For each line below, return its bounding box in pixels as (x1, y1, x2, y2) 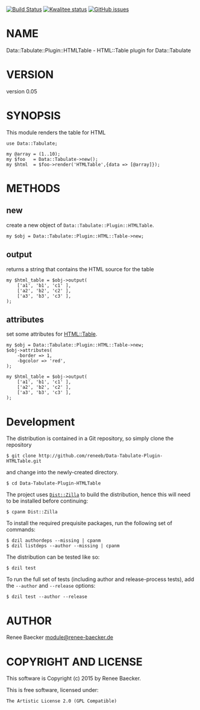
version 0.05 (6, 87, 37, 95)
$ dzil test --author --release (6, 594, 87, 600)
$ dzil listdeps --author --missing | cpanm (6, 543, 120, 549)
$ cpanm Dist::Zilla (6, 509, 58, 515)
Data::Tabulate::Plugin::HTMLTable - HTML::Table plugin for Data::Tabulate (6, 46, 192, 54)
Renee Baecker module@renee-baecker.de (6, 633, 113, 641)
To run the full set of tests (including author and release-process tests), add (6, 576, 195, 583)
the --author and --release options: (6, 582, 96, 589)
